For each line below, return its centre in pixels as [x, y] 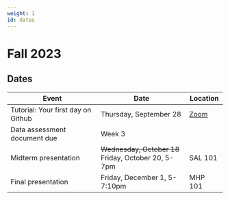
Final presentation [39, 182]
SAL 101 [203, 158]
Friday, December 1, [133, 177]
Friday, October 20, [132, 158]
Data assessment [38, 129]
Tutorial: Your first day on [51, 110]
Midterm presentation [45, 158]
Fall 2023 [34, 54]
